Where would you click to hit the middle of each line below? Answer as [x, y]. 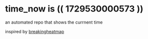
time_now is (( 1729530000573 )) [74, 9]
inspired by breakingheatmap [35, 31]
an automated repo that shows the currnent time [54, 22]
